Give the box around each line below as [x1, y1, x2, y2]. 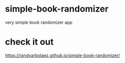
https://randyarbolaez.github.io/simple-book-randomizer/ [5, 52, 120, 58]
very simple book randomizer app [5, 19, 73, 25]
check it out [5, 36, 54, 47]
